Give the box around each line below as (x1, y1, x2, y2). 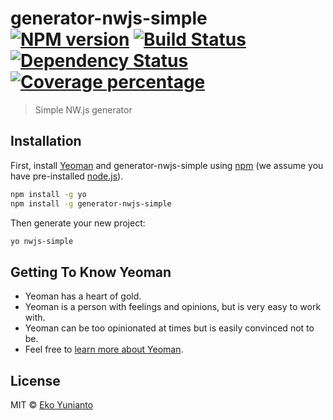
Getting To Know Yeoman (10, 263, 172, 281)
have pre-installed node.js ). (10, 170, 124, 182)
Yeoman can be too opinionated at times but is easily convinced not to (24, 322, 315, 334)
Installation (10, 133, 82, 150)
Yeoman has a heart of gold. (24, 290, 142, 302)
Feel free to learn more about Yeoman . (24, 343, 184, 356)
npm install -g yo (10, 189, 87, 199)
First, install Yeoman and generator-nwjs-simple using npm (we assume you (10, 159, 324, 171)
